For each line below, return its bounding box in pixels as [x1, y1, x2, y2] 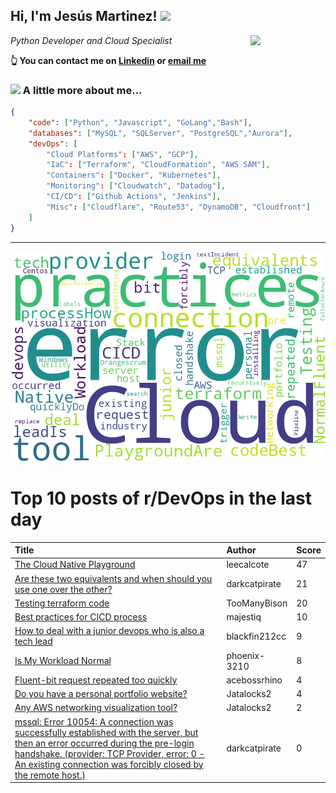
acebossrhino [226, 674, 283, 686]
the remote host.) [14, 769, 86, 781]
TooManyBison [226, 597, 288, 609]
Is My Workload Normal [14, 655, 112, 667]
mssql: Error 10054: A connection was [14, 715, 174, 728]
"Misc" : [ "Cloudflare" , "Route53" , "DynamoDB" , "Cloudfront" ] [46, 202, 311, 212]
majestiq [226, 611, 262, 623]
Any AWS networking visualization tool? [14, 702, 178, 714]
